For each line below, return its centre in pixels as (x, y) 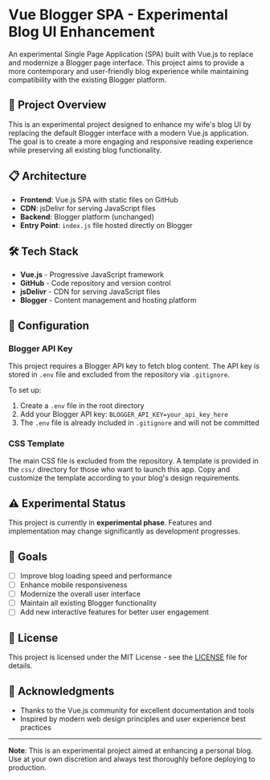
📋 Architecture (47, 176)
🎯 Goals (28, 556)
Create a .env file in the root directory (82, 406)
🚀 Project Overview (57, 105)
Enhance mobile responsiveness (74, 585)
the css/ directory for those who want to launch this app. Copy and (119, 470)
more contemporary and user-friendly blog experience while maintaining (129, 71)
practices (36, 727)
